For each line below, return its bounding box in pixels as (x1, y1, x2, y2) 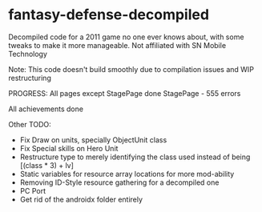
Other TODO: (8, 119, 52, 129)
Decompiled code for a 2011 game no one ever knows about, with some (8, 32, 244, 42)
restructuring (8, 73, 52, 82)
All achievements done (8, 104, 84, 114)
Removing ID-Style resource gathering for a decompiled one (19, 178, 220, 187)
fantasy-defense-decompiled (8, 6, 210, 24)
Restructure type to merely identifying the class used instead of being (19, 152, 251, 162)
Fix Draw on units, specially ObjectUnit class (19, 134, 167, 145)
